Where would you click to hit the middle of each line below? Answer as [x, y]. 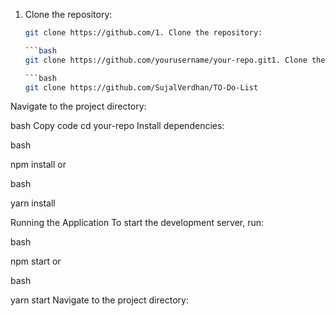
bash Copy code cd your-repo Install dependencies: [117, 126]
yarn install [33, 203]
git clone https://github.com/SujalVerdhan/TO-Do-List [141, 87]
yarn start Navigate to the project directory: [99, 300]
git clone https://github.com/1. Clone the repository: [143, 33]
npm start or [36, 261]
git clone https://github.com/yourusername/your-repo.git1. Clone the [175, 60]
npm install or [38, 165]
